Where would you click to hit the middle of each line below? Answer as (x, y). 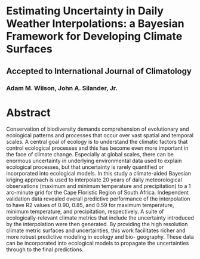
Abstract (28, 112)
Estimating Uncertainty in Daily (85, 11)
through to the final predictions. (45, 249)
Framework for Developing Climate (94, 36)
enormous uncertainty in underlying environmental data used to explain (94, 161)
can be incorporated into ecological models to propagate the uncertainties (98, 243)
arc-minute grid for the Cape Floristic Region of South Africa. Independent (98, 193)
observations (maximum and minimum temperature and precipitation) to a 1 (99, 186)
